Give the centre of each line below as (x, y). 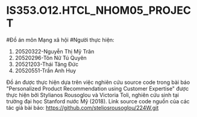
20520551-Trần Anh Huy (45, 70)
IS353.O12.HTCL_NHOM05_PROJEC (99, 10)
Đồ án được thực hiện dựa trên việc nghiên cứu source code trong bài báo (98, 82)
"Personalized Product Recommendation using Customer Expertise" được (98, 88)
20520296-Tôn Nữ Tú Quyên (51, 58)
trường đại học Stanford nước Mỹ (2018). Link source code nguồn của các (98, 101)
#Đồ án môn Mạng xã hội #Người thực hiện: (60, 40)
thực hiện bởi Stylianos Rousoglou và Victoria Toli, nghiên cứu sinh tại (93, 95)
